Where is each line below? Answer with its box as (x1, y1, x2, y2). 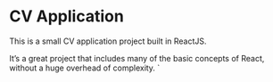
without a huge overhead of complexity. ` (9, 62, 161, 73)
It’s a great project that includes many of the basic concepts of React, (9, 53, 265, 63)
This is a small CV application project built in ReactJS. (9, 36, 207, 46)
